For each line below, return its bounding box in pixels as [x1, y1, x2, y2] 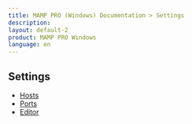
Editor [19, 107, 39, 116]
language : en [8, 41, 51, 49]
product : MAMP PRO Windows [8, 33, 97, 42]
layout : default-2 [8, 26, 68, 34]
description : [8, 19, 51, 27]
